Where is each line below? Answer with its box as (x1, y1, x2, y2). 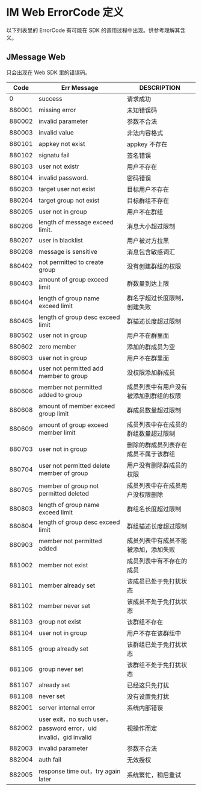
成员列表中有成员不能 (127, 536, 188, 544)
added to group (38, 390, 82, 399)
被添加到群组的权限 (127, 391, 182, 400)
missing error (38, 106, 76, 114)
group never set (38, 664, 84, 673)
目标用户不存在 (127, 185, 170, 194)
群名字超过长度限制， (127, 294, 188, 302)
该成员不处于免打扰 (127, 597, 182, 606)
